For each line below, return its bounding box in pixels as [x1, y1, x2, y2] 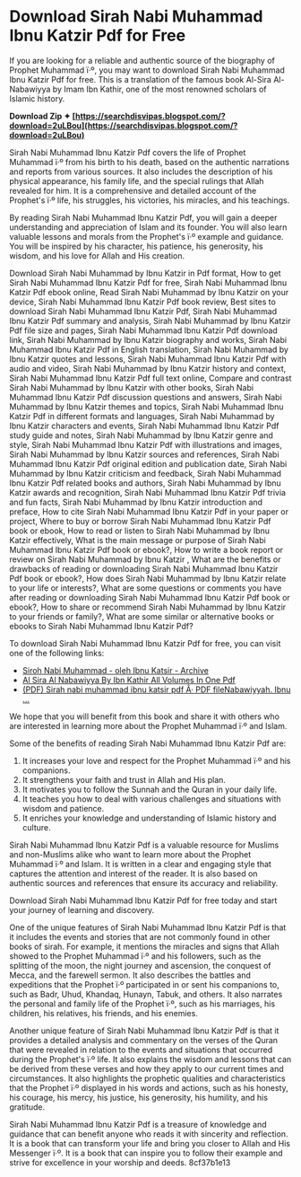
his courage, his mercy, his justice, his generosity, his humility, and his [9, 1092, 269, 1102]
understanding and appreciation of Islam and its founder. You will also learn [9, 222, 288, 233]
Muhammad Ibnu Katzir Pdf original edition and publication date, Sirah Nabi [9, 458, 288, 469]
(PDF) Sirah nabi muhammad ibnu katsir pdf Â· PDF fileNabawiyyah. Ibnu [21, 684, 291, 695]
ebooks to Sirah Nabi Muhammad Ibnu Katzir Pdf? [9, 620, 194, 631]
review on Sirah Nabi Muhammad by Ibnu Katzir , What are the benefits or [9, 554, 281, 565]
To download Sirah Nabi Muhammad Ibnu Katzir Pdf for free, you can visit [9, 637, 281, 648]
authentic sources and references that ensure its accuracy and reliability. [9, 877, 279, 888]
